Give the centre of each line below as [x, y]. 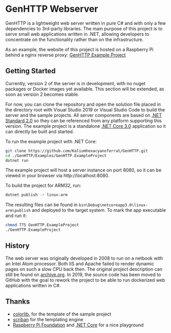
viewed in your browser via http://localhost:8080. [57, 175]
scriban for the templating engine [48, 319]
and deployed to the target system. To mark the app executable [99, 210]
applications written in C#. [33, 285]
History [17, 246]
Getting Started [31, 71]
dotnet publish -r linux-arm [36, 195]
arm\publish [18, 211]
